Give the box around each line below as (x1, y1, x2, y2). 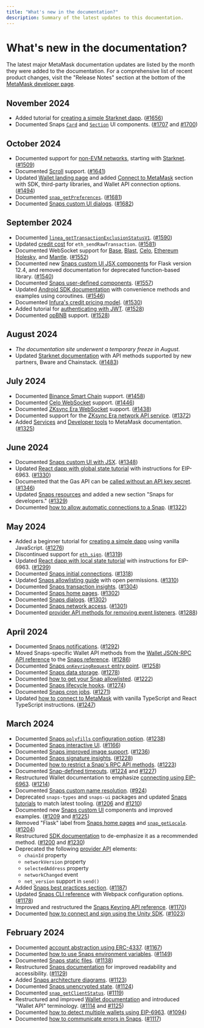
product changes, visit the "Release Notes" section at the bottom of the (6, 74, 186, 81)
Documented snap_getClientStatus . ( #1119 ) (15, 989, 124, 996)
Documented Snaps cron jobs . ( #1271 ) (15, 688, 111, 695)
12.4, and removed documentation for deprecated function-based (15, 266, 180, 273)
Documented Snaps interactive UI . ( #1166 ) (15, 741, 121, 749)
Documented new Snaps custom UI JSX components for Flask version (15, 260, 192, 267)
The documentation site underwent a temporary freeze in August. (15, 345, 180, 352)
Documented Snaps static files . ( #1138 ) (15, 957, 114, 964)
